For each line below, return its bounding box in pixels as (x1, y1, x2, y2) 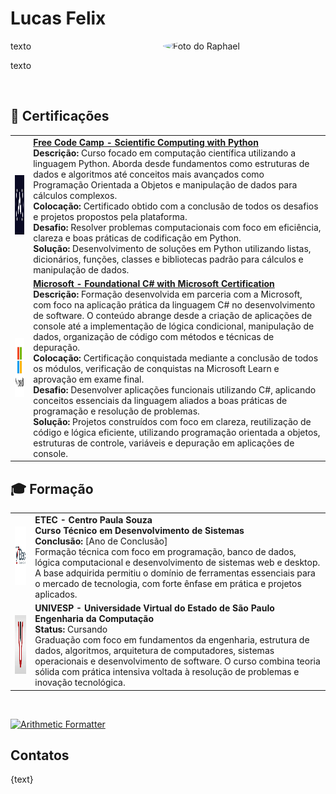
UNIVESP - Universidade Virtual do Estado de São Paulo (34, 602, 275, 614)
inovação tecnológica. (34, 677, 126, 689)
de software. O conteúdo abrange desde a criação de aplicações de (33, 309, 313, 321)
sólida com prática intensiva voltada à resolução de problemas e (34, 666, 300, 678)
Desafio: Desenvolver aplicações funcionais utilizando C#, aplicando (33, 383, 317, 396)
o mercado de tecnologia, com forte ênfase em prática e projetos (34, 577, 302, 589)
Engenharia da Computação (34, 613, 155, 625)
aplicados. (34, 588, 78, 600)
